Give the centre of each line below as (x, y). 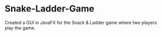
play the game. (20, 27)
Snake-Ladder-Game (50, 9)
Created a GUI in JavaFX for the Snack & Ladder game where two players (81, 22)
